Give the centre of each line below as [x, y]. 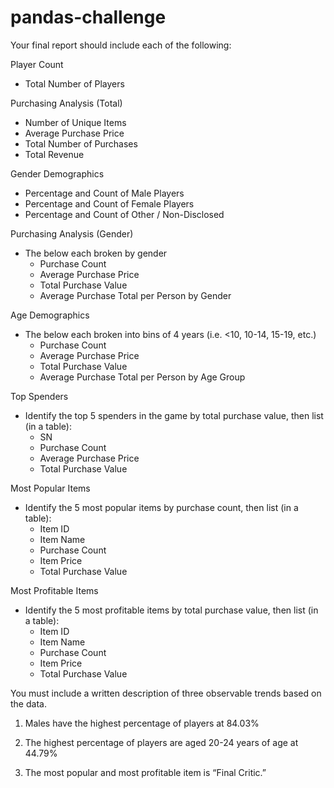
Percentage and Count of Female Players [109, 203]
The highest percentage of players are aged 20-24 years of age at [161, 742]
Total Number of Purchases [81, 143]
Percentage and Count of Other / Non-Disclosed [124, 214]
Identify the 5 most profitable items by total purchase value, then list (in [171, 610]
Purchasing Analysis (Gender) [72, 233]
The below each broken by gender [96, 253]
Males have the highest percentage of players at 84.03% [142, 723]
